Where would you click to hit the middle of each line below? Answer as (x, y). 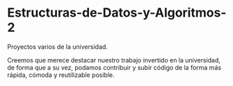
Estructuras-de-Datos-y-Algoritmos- (117, 13)
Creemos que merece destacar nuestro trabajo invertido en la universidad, (114, 60)
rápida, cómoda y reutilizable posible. (61, 75)
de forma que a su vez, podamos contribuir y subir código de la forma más (114, 67)
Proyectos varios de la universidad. (57, 46)
